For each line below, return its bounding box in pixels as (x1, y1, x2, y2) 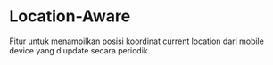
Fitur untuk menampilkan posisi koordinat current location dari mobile (9, 36, 265, 46)
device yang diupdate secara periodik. (9, 45, 151, 55)
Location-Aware (9, 6, 131, 27)
